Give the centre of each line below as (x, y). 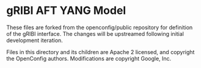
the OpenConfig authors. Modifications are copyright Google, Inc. (89, 58)
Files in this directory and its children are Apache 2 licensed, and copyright (100, 52)
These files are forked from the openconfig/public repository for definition (100, 27)
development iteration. (35, 40)
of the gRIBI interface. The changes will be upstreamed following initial (95, 33)
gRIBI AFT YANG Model (66, 11)
